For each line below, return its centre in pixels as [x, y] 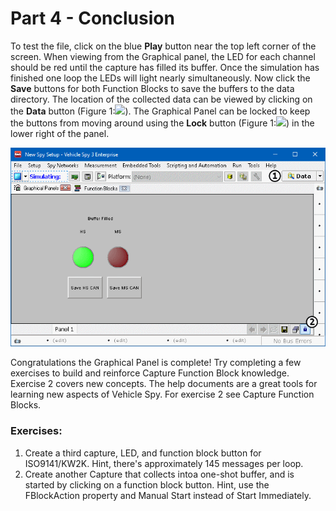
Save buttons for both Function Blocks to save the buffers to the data [152, 88]
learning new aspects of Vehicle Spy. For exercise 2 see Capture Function [162, 394]
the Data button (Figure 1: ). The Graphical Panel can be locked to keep [160, 111]
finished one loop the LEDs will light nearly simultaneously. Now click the [160, 78]
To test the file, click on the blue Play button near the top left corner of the [163, 46]
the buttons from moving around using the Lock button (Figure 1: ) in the [162, 123]
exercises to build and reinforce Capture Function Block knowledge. [150, 373]
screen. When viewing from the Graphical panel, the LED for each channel [163, 56]
